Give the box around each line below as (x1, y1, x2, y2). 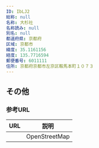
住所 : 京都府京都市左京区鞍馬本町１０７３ (6, 63, 94, 69)
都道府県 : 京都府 (6, 36, 42, 42)
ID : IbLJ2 (6, 8, 30, 15)
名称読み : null (6, 25, 40, 31)
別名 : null (6, 31, 31, 36)
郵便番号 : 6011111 (6, 58, 48, 63)
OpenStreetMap (26, 133, 70, 141)
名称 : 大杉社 (6, 19, 33, 25)
